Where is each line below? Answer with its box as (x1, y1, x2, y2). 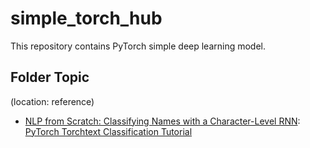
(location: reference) (10, 95, 95, 107)
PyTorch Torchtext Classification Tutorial (24, 125, 193, 137)
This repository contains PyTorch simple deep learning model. (10, 40, 267, 52)
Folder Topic (10, 69, 90, 86)
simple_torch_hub (10, 7, 163, 30)
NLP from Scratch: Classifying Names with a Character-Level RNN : (24, 115, 301, 127)
